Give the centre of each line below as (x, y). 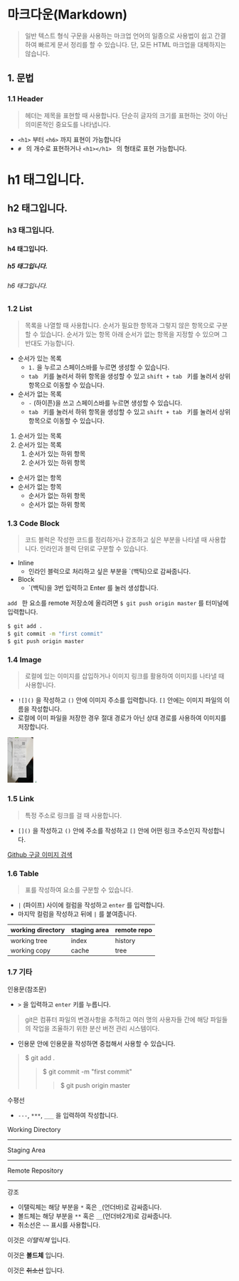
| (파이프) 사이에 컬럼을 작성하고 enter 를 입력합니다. (91, 905)
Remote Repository (36, 1171)
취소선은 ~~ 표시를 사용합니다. (59, 1225)
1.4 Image (25, 659)
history (125, 940)
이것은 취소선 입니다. (36, 1270)
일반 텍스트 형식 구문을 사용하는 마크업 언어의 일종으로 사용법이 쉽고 (119, 36)
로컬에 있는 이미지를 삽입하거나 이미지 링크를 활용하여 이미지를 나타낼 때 (124, 676)
